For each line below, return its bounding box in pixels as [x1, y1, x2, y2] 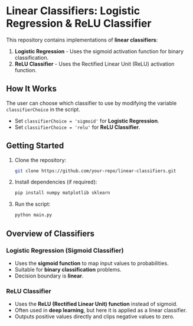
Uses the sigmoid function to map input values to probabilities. [14, 259, 169, 267]
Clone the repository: [14, 156, 67, 163]
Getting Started [6, 141, 64, 151]
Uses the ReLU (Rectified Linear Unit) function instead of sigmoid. [14, 301, 178, 308]
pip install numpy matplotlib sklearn [14, 190, 110, 196]
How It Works [6, 84, 57, 94]
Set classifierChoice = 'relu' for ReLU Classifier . [14, 123, 140, 131]
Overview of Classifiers [6, 228, 94, 238]
